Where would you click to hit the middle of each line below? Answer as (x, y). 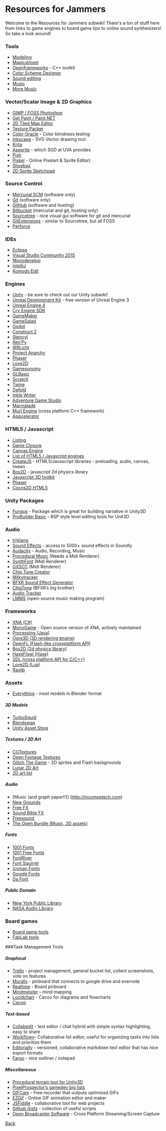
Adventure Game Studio (37, 400)
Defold (19, 390)
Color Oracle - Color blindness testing (51, 134)
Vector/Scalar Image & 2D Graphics (49, 102)
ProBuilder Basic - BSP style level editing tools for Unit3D (71, 517)
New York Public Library (37, 903)
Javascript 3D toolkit (33, 477)
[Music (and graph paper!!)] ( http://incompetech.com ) (67, 797)
